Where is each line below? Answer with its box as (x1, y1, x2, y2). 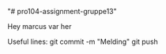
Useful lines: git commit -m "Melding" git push (7, 37, 159, 46)
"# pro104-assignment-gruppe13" (7, 7, 118, 16)
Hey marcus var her (7, 22, 72, 31)
